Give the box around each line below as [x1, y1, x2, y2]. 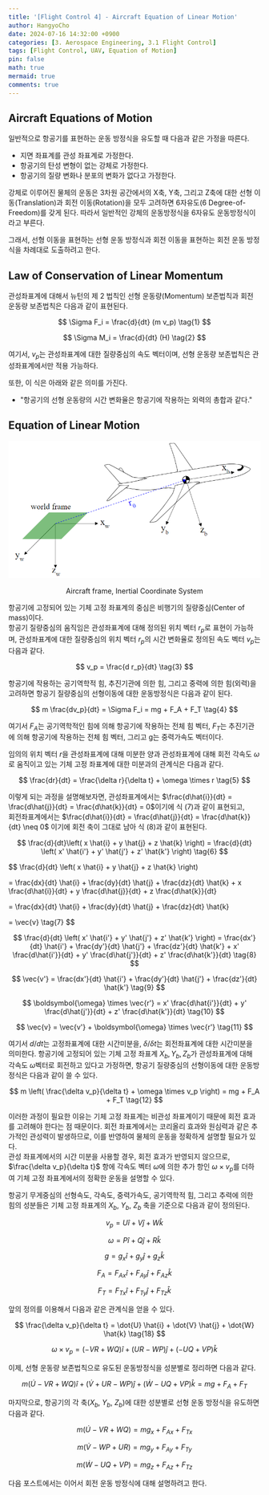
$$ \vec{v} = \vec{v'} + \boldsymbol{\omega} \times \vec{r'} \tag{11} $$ [15, 1022, 254, 1032]
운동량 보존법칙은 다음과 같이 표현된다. [8, 301, 128, 311]
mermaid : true [8, 72, 56, 80]
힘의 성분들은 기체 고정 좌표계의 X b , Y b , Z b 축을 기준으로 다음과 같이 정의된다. [8, 1200, 251, 1212]
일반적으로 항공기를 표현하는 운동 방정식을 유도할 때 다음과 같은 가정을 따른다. [8, 133, 250, 144]
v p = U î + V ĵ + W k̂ [105, 1217, 164, 1229]
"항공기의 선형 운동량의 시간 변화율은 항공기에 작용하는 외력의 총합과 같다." [19, 395, 253, 405]
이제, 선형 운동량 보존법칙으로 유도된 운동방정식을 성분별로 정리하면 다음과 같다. [8, 1363, 256, 1372]
